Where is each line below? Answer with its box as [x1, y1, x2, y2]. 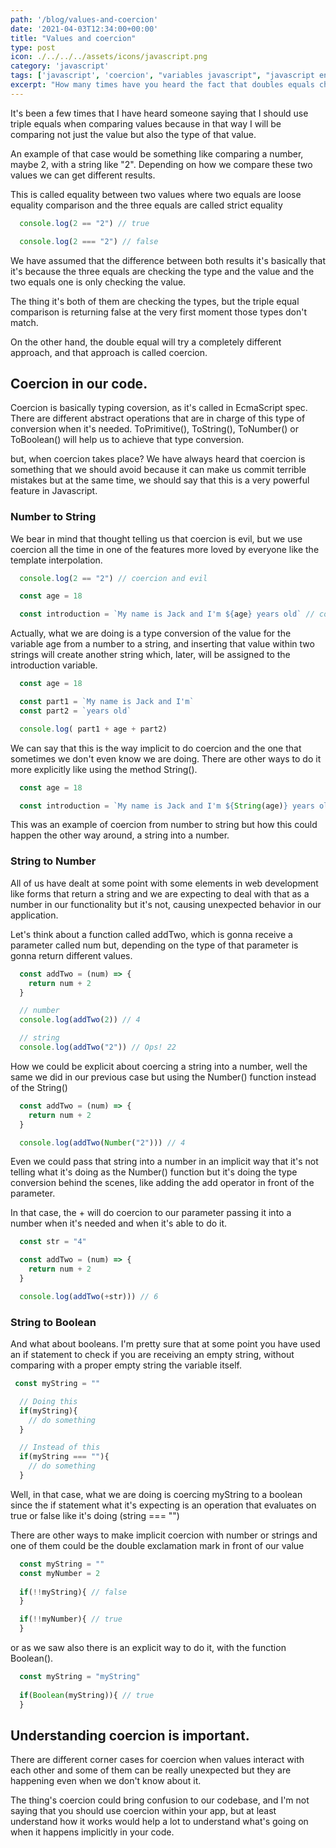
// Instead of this [19, 1442, 101, 1453]
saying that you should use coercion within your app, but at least [10, 1805, 277, 1817]
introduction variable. [10, 659, 98, 671]
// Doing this [19, 1396, 78, 1406]
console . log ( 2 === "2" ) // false [19, 236, 159, 246]
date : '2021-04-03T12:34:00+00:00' [10, 24, 159, 34]
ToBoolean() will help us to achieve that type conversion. [10, 434, 245, 446]
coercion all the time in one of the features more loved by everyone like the [10, 543, 320, 555]
